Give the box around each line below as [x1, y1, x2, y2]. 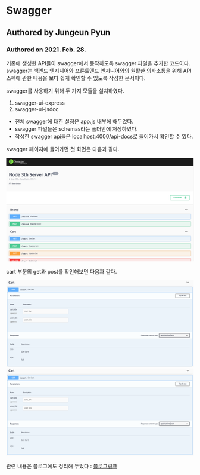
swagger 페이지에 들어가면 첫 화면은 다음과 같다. [6, 145, 120, 152]
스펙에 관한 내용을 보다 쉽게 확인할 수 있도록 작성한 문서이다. [6, 74, 146, 81]
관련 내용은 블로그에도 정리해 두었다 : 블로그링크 [6, 462, 118, 470]
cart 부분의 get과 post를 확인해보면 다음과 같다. [6, 268, 117, 275]
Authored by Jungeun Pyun [6, 27, 111, 38]
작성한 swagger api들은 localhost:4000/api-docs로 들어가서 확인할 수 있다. [14, 133, 193, 140]
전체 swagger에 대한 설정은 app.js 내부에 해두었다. [14, 118, 134, 125]
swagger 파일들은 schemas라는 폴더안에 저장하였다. [14, 125, 138, 132]
